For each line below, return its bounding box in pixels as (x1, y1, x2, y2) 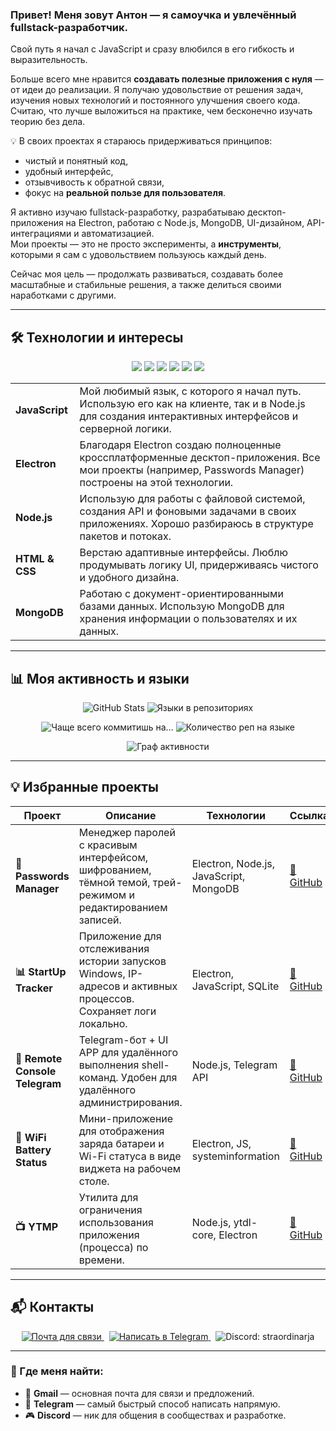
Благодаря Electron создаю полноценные (79, 438, 282, 452)
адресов (78, 979, 121, 993)
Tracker (15, 981, 53, 995)
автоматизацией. (81, 228, 155, 240)
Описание (105, 808, 157, 822)
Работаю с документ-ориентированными (79, 587, 284, 601)
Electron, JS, (191, 1136, 252, 1150)
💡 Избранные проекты (10, 779, 160, 796)
